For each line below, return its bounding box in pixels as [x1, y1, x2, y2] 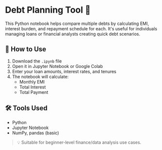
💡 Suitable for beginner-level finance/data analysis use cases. [17, 139, 142, 145]
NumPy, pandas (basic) [12, 129, 59, 136]
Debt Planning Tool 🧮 [5, 4, 91, 16]
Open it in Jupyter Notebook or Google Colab [12, 63, 103, 69]
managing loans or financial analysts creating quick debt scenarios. [5, 31, 140, 37]
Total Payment [19, 89, 49, 95]
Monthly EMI [19, 79, 45, 85]
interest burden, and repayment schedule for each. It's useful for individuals [5, 25, 157, 31]
